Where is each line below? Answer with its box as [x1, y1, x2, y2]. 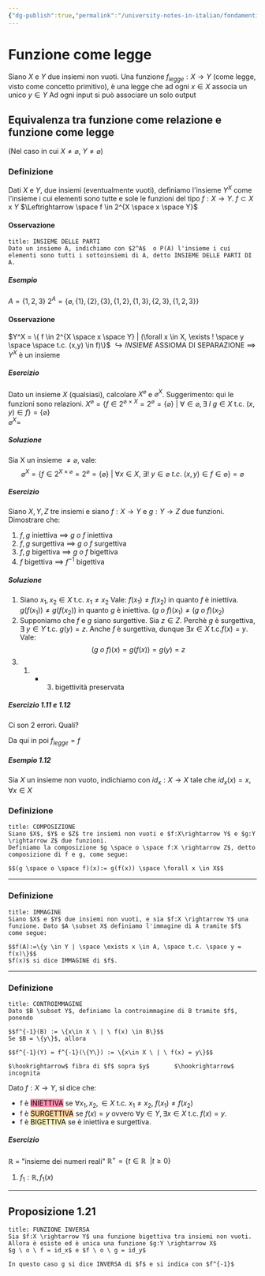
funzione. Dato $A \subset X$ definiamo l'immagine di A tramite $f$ [8, 921, 242, 930]
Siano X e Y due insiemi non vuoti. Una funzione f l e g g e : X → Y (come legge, [8, 72, 256, 83]
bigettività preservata [54, 682, 125, 692]
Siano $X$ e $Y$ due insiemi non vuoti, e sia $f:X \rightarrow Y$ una [8, 915, 248, 923]
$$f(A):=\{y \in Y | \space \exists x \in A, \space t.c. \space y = [8, 943, 242, 951]
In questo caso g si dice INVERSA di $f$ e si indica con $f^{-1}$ [8, 1260, 235, 1268]
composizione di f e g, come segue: [8, 850, 129, 859]
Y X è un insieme [8, 349, 61, 359]
